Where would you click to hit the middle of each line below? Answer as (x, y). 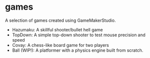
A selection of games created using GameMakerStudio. (60, 20)
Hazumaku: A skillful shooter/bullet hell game (57, 29)
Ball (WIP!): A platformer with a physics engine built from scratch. (78, 50)
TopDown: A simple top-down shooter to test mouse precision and (79, 35)
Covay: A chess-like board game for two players (60, 45)
